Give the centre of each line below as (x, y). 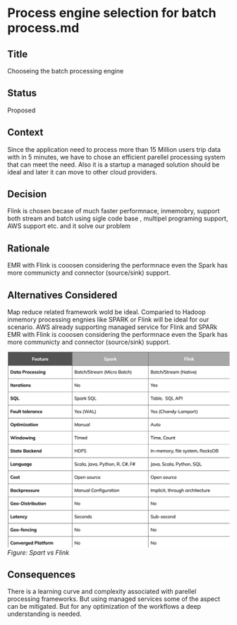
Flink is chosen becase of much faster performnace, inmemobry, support (114, 211)
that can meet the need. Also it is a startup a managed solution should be (114, 165)
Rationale (29, 248)
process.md (43, 28)
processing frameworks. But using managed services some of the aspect (114, 599)
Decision (27, 195)
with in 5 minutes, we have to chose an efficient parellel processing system (116, 157)
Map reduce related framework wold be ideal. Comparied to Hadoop (107, 312)
